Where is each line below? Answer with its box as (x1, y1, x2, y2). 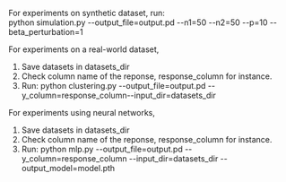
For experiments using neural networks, (8, 108, 156, 117)
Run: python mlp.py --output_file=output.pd (21, 143, 183, 154)
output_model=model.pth (21, 163, 116, 173)
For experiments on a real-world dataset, (8, 44, 160, 55)
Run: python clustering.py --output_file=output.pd (21, 81, 206, 91)
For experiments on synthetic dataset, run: (8, 8, 165, 18)
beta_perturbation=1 (8, 27, 83, 37)
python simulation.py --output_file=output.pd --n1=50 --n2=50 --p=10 (8, 17, 268, 28)
